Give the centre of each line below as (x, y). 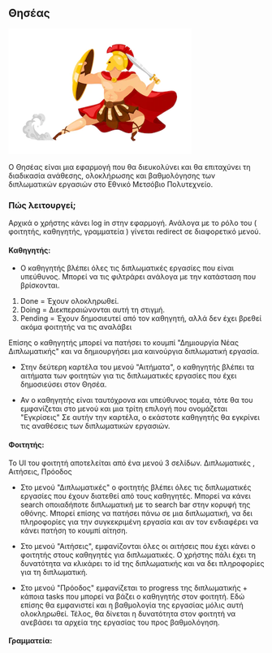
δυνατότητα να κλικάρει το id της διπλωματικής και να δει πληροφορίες (142, 563)
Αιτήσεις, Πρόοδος (40, 471)
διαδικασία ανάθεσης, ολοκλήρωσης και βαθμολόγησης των (112, 175)
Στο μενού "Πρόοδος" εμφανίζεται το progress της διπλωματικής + (134, 587)
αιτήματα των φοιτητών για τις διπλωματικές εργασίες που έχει (128, 376)
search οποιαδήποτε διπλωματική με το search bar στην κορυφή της (135, 504)
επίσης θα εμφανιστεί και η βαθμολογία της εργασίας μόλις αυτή (132, 605)
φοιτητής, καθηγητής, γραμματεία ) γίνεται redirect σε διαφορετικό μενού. (135, 231)
